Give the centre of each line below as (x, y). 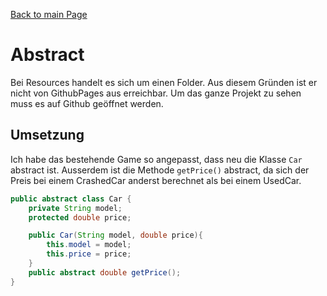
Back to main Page (49, 14)
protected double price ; (80, 217)
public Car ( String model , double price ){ (115, 235)
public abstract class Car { (71, 199)
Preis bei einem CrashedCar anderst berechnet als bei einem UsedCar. (156, 180)
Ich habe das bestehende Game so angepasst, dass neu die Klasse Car (156, 159)
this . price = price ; (89, 254)
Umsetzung (47, 135)
